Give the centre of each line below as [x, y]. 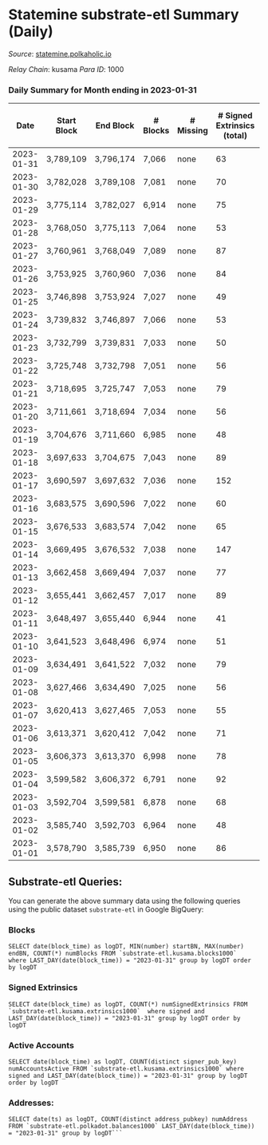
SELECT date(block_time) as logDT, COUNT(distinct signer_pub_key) [123, 1062]
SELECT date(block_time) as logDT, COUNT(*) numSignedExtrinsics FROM [128, 1004]
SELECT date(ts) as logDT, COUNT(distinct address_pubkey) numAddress [128, 1119]
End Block [115, 125]
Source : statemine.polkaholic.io [60, 54]
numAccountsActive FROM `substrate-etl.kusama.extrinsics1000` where [126, 1068]
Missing [193, 131]
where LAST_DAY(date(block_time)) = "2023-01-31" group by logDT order [130, 960]
